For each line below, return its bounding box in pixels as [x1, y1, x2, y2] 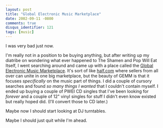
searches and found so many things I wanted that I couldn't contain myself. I [5, 83, 159, 89]
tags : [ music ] [5, 30, 34, 34]
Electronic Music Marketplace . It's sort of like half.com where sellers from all [5, 68, 159, 73]
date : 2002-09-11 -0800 [5, 16, 54, 21]
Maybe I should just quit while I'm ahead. [5, 117, 87, 123]
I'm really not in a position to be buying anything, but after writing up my [5, 52, 149, 58]
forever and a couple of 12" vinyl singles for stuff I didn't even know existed [5, 94, 156, 99]
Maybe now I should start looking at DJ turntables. [5, 108, 106, 114]
